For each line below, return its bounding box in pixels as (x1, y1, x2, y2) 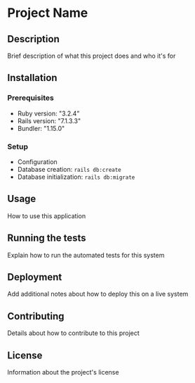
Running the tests (7, 232, 86, 244)
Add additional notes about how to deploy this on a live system (7, 290, 189, 299)
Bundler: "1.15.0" (17, 124, 65, 132)
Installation (7, 72, 58, 84)
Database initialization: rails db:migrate (17, 172, 135, 181)
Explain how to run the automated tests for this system (7, 251, 165, 259)
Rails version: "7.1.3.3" (17, 116, 81, 125)
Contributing (7, 310, 65, 322)
